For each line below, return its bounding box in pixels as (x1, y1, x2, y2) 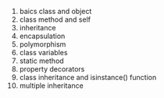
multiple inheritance (19, 81, 84, 90)
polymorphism (19, 40, 66, 49)
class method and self (19, 15, 91, 24)
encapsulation (19, 31, 66, 40)
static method (19, 56, 64, 65)
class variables (19, 48, 68, 57)
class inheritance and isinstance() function (19, 73, 157, 82)
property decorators (19, 65, 85, 73)
